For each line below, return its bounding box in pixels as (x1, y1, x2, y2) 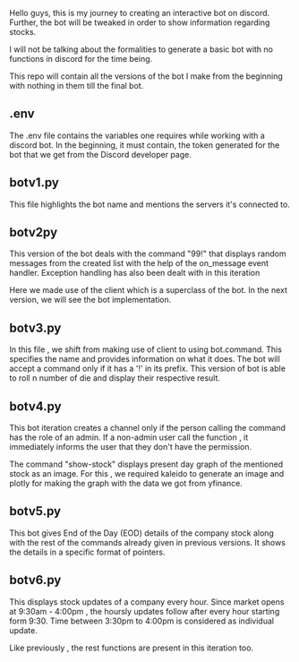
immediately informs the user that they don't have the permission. (9, 442, 252, 452)
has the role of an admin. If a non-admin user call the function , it (9, 432, 249, 443)
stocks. (9, 27, 37, 37)
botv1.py (9, 175, 60, 191)
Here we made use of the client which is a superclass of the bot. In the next (9, 285, 288, 296)
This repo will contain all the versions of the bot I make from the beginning (9, 71, 284, 82)
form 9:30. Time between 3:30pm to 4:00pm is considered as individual (9, 615, 275, 626)
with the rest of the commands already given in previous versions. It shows (9, 537, 286, 547)
